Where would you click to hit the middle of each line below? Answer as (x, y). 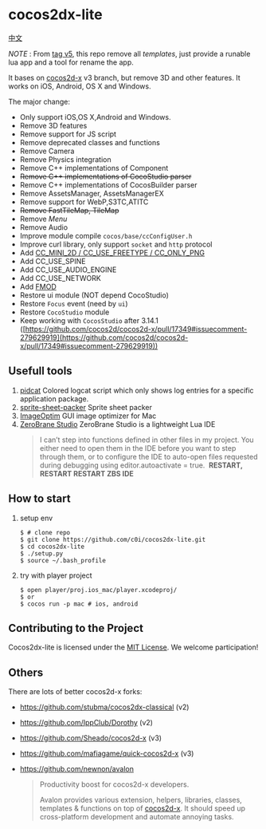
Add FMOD (38, 286)
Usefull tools (41, 371)
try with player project (56, 575)
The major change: (39, 101)
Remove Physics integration (65, 159)
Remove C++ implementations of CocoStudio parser (106, 176)
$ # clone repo (45, 532)
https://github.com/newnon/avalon (76, 769)
